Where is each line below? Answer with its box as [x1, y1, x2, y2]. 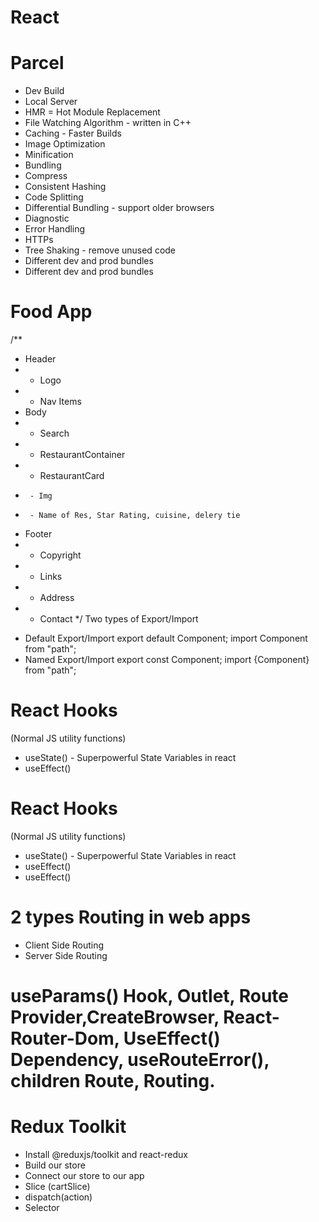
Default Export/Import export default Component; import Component [24, 632, 308, 645]
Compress [24, 170, 68, 182]
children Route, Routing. [10, 1070, 216, 1093]
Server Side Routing [24, 949, 108, 961]
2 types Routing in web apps [10, 906, 252, 929]
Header [24, 353, 57, 365]
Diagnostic [24, 212, 70, 225]
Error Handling [24, 223, 86, 235]
